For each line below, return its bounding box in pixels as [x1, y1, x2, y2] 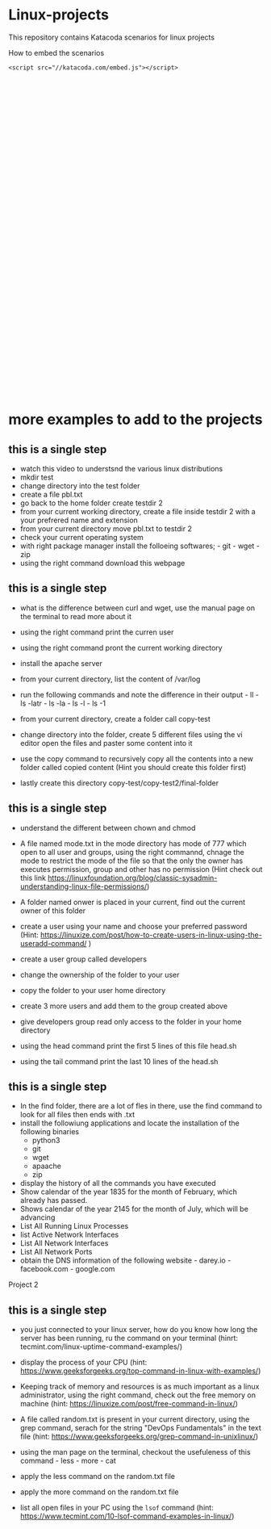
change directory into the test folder [19, 480, 140, 490]
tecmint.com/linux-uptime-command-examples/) [19, 1342, 183, 1351]
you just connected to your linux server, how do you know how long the [19, 1325, 258, 1334]
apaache [31, 1161, 62, 1171]
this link [19, 873, 47, 882]
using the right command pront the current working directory [19, 643, 223, 652]
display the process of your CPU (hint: [19, 1358, 148, 1368]
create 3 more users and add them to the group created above [19, 1001, 228, 1011]
